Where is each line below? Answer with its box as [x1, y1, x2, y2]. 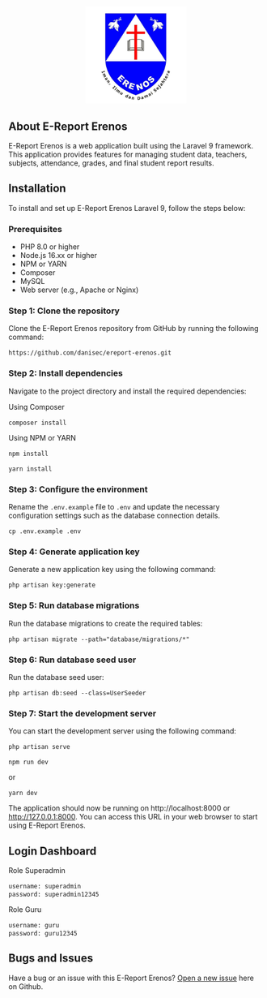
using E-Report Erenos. [8, 820, 87, 830]
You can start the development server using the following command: [8, 726, 237, 736]
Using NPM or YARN [8, 432, 77, 442]
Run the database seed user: [8, 672, 104, 682]
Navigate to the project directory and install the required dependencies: [8, 386, 247, 396]
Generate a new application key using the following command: [8, 565, 216, 574]
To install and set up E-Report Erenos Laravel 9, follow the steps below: [8, 203, 246, 213]
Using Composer [8, 402, 65, 411]
